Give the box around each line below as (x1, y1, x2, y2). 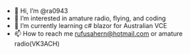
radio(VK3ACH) (14, 39, 60, 48)
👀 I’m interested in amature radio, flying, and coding (14, 14, 166, 22)
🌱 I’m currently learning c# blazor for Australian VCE (14, 22, 167, 29)
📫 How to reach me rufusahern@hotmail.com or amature (14, 29, 183, 38)
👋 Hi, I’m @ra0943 (14, 7, 68, 15)
